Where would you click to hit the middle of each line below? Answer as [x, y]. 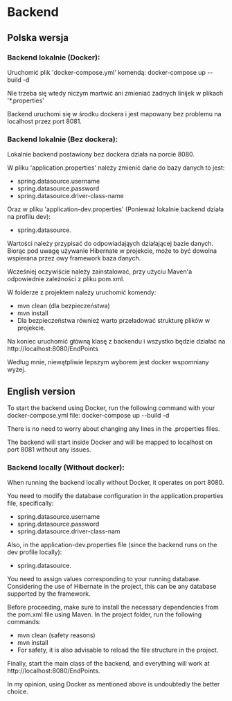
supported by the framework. [49, 594]
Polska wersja [38, 38]
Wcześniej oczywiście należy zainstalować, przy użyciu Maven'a [100, 272]
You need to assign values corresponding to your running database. [104, 579]
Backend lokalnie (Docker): [54, 57]
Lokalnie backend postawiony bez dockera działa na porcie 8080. [101, 154]
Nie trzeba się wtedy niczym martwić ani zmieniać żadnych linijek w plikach [115, 93]
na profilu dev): [29, 217]
